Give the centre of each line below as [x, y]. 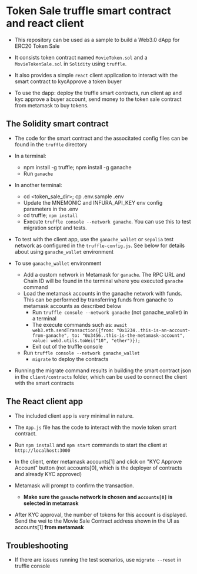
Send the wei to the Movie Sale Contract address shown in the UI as [97, 521]
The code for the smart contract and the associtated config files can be [101, 138]
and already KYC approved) [48, 474]
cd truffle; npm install [51, 215]
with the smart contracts [44, 383]
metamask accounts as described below [72, 306]
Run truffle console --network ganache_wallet [81, 353]
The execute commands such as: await [80, 324]
